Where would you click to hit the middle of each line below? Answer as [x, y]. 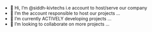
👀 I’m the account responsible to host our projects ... [65, 13]
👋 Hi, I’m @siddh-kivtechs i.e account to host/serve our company [79, 8]
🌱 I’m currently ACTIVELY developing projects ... [61, 19]
